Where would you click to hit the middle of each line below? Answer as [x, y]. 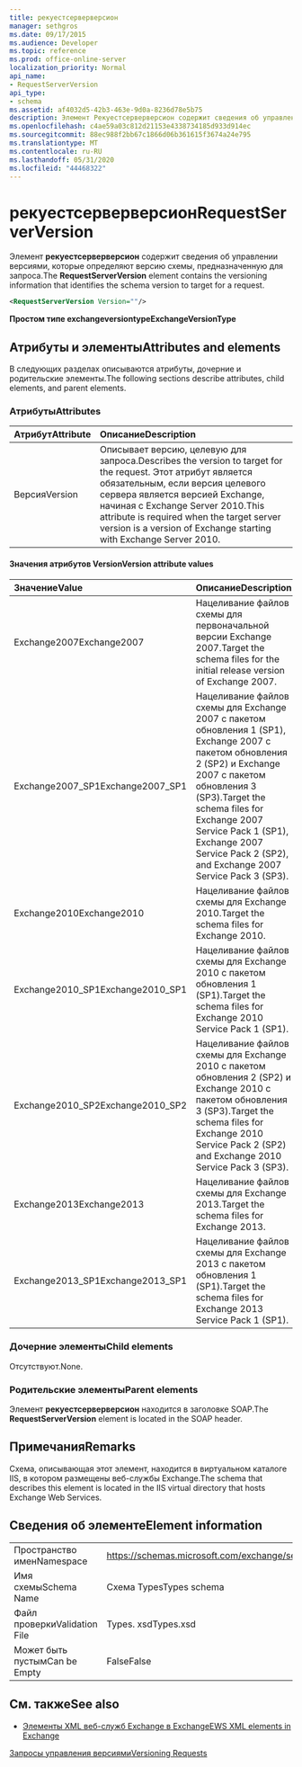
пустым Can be [46, 1661]
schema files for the [238, 659]
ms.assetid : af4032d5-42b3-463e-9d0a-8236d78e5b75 [106, 110]
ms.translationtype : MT [54, 143]
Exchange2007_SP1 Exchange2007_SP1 [100, 786]
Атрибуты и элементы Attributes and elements [145, 347]
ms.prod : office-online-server [68, 59]
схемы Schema [45, 1586]
